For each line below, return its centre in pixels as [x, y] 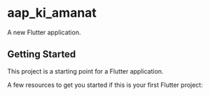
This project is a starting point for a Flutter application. [85, 71]
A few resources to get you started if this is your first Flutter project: [105, 85]
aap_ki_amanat [52, 13]
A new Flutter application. [44, 32]
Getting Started [42, 54]
